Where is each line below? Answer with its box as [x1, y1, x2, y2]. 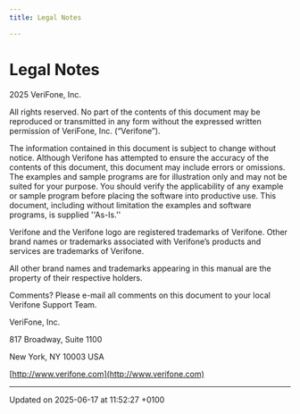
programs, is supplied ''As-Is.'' [9, 209, 121, 220]
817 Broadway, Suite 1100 [9, 334, 103, 344]
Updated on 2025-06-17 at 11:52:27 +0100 [9, 394, 165, 405]
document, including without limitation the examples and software [9, 199, 252, 210]
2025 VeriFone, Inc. [9, 89, 82, 99]
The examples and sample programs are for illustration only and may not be [9, 171, 287, 182]
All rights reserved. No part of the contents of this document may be [9, 106, 261, 117]
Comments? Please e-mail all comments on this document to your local [9, 290, 271, 300]
